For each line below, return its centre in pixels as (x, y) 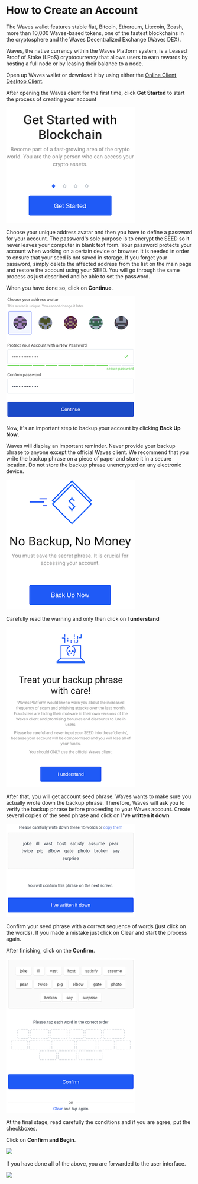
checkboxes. (22, 1128)
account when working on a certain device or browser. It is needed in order (98, 251)
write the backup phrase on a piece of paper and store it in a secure (89, 458)
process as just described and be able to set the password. (78, 276)
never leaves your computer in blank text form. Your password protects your (99, 245)
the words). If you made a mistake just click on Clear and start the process (97, 932)
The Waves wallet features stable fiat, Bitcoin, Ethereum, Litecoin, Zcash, (95, 27)
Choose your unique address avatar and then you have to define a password (99, 232)
